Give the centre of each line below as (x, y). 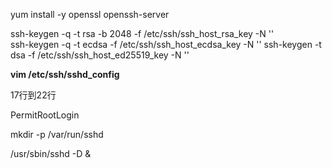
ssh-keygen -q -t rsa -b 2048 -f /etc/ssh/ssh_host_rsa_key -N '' (142, 33)
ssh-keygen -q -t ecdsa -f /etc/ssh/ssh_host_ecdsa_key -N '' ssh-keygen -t (166, 44)
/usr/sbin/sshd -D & (51, 153)
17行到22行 (33, 95)
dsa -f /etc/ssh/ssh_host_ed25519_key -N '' (100, 55)
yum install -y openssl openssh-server (90, 14)
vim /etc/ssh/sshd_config (65, 74)
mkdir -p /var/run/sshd (57, 134)
